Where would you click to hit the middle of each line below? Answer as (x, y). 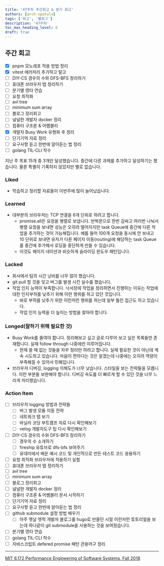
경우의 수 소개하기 (36, 441)
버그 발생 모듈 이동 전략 (42, 410)
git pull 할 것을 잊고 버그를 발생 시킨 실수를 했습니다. (62, 282)
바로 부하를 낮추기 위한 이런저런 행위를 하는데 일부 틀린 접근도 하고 (82, 300)
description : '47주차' (27, 23)
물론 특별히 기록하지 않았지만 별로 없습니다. (60, 167)
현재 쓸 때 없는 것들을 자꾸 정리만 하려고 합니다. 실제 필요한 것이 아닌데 (86, 350)
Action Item (19, 393)
